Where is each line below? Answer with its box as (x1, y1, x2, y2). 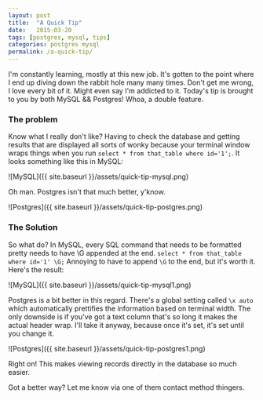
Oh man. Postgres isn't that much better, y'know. (8, 187, 166, 197)
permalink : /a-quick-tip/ (8, 48, 93, 56)
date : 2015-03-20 (8, 26, 72, 34)
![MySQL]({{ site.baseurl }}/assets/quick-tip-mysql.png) (8, 172, 189, 181)
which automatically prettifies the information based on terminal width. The (8, 304, 251, 313)
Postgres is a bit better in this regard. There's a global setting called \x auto (8, 295, 254, 304)
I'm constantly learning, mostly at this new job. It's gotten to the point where (8, 70, 254, 78)
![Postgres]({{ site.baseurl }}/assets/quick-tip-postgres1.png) (8, 344, 206, 353)
